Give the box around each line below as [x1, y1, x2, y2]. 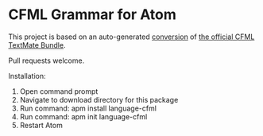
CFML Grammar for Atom [8, 6, 176, 24]
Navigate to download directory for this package [19, 95, 179, 104]
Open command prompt [19, 86, 99, 96]
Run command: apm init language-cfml [19, 111, 148, 121]
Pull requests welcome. [8, 56, 85, 65]
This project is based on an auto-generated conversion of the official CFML [8, 32, 255, 41]
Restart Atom [19, 120, 64, 130]
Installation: [8, 71, 46, 80]
